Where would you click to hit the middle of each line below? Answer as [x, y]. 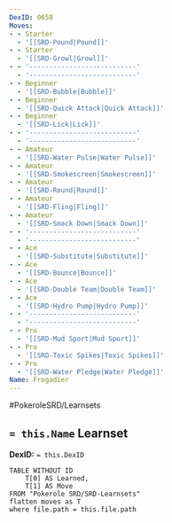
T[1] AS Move [49, 486]
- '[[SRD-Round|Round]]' [63, 191]
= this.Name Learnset [69, 433]
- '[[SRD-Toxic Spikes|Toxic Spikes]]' [91, 355]
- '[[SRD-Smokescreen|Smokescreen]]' [87, 174]
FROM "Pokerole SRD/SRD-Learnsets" [75, 494]
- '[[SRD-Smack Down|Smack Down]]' [83, 223]
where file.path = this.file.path [73, 509]
